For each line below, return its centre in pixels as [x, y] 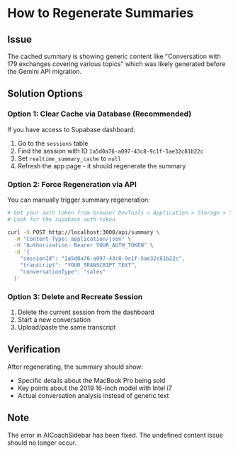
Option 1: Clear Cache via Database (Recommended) [100, 114]
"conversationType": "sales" [63, 271]
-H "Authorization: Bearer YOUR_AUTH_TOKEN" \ [84, 245]
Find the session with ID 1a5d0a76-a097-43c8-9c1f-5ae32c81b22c [110, 151]
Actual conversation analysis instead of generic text [93, 395]
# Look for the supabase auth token [61, 219]
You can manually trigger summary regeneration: [79, 200]
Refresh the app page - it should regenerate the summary [102, 166]
